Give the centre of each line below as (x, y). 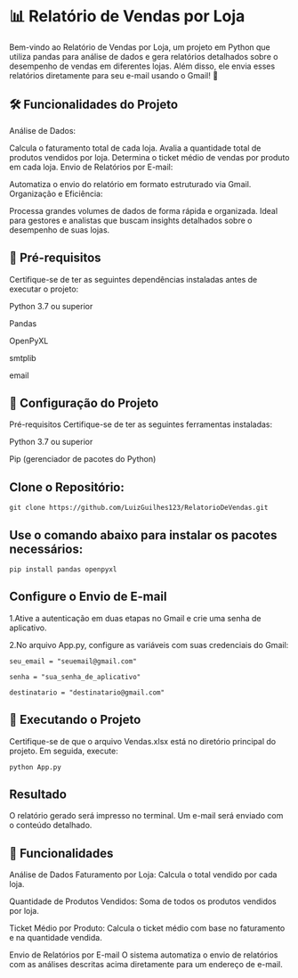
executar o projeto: (44, 289)
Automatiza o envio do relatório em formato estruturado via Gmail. (130, 184)
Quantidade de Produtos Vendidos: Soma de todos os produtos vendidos (143, 901)
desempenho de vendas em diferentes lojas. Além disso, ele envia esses (142, 66)
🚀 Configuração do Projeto (84, 403)
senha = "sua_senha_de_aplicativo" (75, 677)
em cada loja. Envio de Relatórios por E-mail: (91, 167)
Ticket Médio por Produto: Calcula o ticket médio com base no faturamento (147, 928)
